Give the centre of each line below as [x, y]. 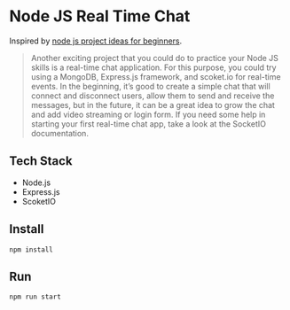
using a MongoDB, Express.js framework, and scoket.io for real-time [156, 76]
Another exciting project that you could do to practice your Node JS [155, 58]
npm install [31, 250]
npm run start [35, 297]
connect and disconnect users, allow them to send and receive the [153, 96]
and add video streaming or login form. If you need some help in [148, 114]
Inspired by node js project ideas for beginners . [96, 41]
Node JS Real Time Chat [100, 16]
